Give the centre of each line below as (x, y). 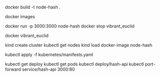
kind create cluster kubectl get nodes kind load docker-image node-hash (79, 45)
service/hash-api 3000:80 (48, 69)
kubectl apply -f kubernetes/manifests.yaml (49, 54)
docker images (20, 16)
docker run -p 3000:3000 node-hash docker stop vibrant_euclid (70, 26)
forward (13, 69)
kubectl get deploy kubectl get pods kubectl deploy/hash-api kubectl (75, 64)
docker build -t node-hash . (33, 7)
